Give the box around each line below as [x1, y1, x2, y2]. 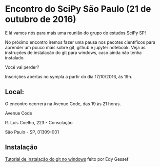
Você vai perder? [5, 64, 40, 70]
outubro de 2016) [5, 14, 77, 25]
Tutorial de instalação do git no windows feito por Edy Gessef [5, 156, 129, 162]
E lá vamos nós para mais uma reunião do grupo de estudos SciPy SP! [5, 30, 146, 36]
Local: [5, 88, 24, 96]
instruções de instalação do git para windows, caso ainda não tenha [5, 50, 142, 56]
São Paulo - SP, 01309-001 [5, 129, 60, 135]
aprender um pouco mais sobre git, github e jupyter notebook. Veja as [5, 44, 146, 50]
